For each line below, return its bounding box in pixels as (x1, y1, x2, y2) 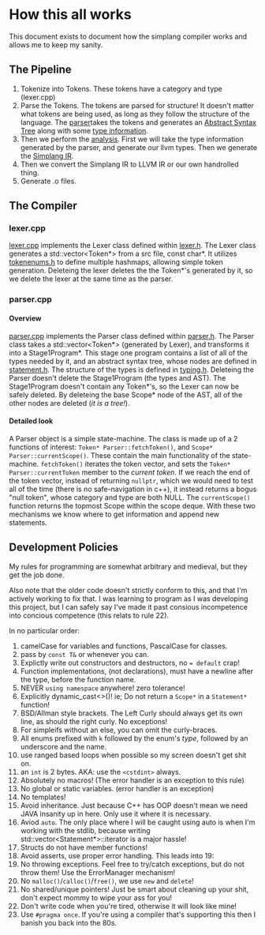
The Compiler (9, 199, 77, 212)
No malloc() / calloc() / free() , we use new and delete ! (20, 876, 194, 885)
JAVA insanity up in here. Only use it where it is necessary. (20, 809, 211, 818)
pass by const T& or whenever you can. (20, 649, 149, 659)
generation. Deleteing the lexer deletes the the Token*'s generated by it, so (9, 266, 253, 276)
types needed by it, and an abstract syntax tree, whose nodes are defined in (9, 356, 257, 366)
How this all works (9, 6, 132, 24)
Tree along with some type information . (20, 126, 149, 135)
